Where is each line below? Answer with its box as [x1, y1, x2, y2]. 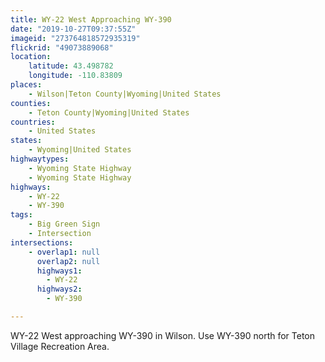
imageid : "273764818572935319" [10, 33, 141, 43]
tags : [10, 210, 33, 220]
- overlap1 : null [28, 247, 101, 257]
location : [10, 52, 52, 62]
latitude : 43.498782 [28, 61, 114, 71]
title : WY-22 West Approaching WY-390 [10, 14, 172, 25]
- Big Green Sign [28, 219, 101, 230]
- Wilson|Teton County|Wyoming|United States [28, 89, 222, 99]
